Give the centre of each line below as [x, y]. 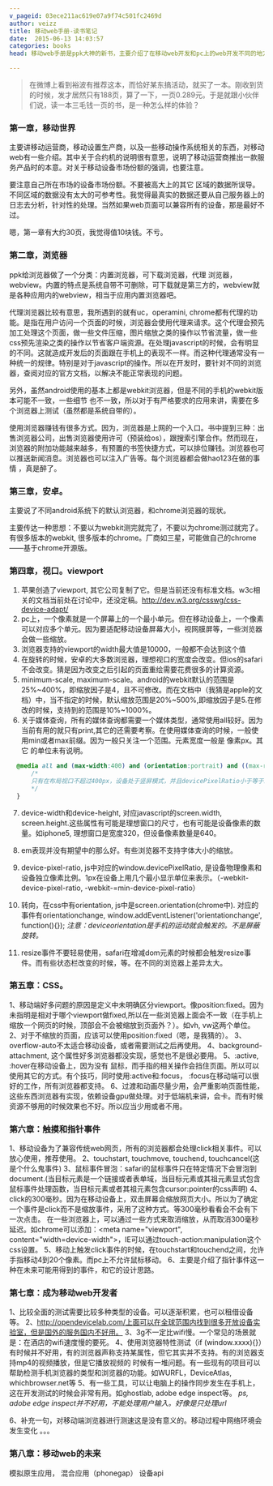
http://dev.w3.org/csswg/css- [191, 600]
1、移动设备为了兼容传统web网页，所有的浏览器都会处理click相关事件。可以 [136, 1149]
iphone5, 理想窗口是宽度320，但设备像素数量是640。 [132, 833]
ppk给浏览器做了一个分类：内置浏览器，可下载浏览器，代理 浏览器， [123, 274]
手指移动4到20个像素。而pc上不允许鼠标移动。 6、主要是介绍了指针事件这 [133, 1260]
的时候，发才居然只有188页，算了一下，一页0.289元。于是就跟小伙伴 [144, 95]
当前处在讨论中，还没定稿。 [96, 600]
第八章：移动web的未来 [55, 1454]
